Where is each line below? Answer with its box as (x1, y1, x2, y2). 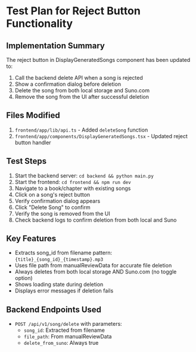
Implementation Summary (6, 41, 105, 51)
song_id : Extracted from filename (23, 326, 105, 334)
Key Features (6, 233, 57, 244)
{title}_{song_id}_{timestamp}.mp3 (14, 257, 104, 263)
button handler (14, 139, 52, 146)
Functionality (6, 17, 73, 30)
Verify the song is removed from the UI (14, 210, 110, 217)
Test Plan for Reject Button (6, 4, 141, 18)
